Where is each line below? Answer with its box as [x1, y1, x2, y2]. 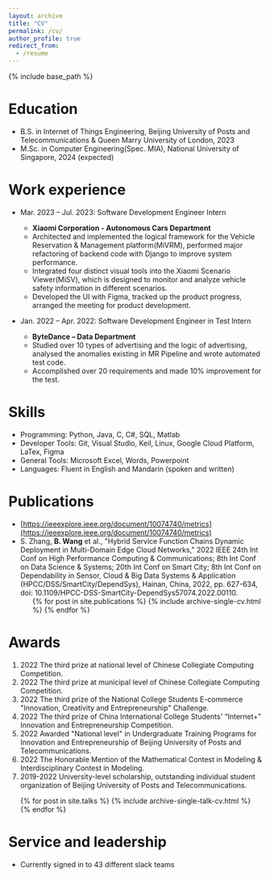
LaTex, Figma [19, 446, 64, 457]
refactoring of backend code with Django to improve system [31, 248, 232, 259]
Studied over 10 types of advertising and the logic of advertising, [31, 340, 247, 350]
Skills [8, 403, 46, 421]
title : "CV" [8, 19, 48, 27]
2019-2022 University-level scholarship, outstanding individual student [19, 771, 255, 781]
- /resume [15, 49, 48, 57]
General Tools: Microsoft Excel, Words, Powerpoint [19, 455, 189, 465]
